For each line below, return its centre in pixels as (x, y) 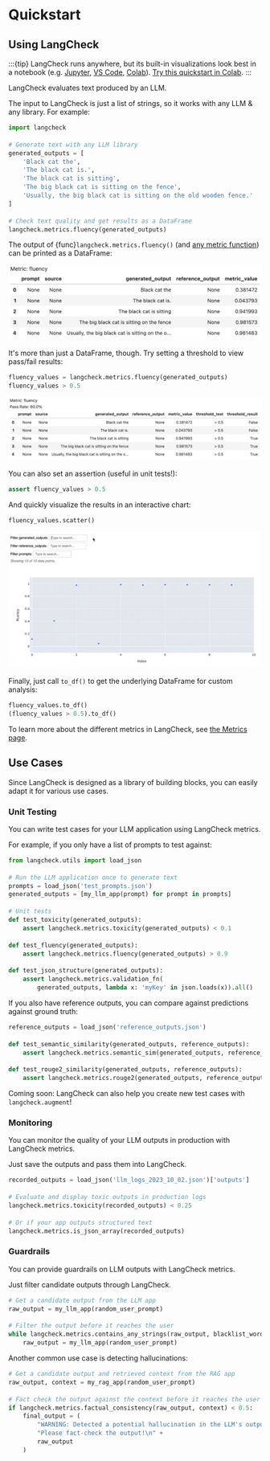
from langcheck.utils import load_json (75, 860)
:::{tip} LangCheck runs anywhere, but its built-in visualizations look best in (133, 63)
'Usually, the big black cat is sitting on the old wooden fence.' (138, 195)
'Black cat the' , (52, 162)
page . (18, 738)
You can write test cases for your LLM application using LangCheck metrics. (135, 829)
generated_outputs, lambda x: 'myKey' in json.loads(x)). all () (145, 988)
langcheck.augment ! (40, 1102)
